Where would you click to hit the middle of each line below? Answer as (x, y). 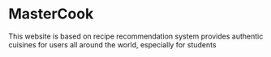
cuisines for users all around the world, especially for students (112, 44)
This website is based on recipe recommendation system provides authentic (136, 36)
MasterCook (51, 14)
